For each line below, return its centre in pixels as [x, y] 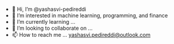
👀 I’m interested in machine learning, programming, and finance [90, 15]
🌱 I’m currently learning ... [44, 22]
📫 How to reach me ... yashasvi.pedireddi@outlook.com [81, 35]
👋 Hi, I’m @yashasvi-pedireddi [49, 9]
